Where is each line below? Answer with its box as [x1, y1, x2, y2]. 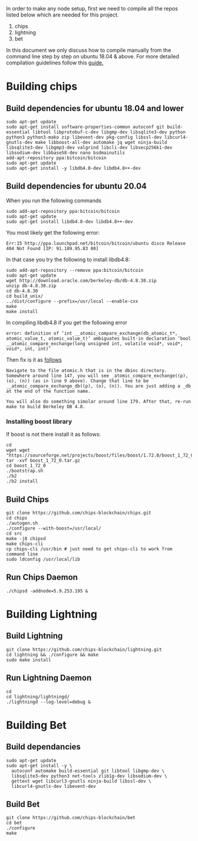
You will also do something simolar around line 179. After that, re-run [6, 398, 192, 405]
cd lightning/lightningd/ [6, 694, 70, 699]
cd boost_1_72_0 [6, 463, 46, 469]
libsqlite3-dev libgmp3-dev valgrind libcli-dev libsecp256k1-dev [6, 144, 173, 150]
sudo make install [6, 657, 51, 663]
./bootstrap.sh [6, 468, 44, 474]
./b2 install [6, 478, 38, 484]
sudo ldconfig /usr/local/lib [6, 556, 81, 562]
